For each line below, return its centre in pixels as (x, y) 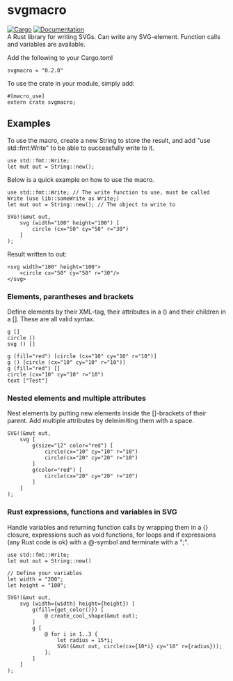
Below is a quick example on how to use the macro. (81, 179)
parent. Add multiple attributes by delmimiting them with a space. (101, 421)
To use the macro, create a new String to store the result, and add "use (109, 140)
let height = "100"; (37, 585)
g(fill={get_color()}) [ (68, 610)
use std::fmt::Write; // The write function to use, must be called (109, 192)
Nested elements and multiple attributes (77, 398)
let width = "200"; (35, 579)
